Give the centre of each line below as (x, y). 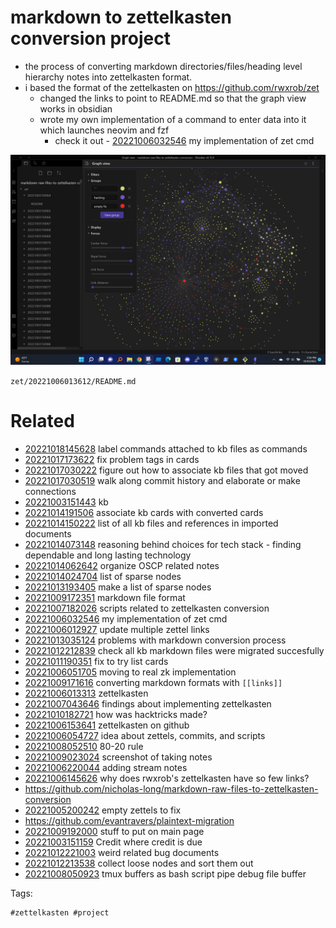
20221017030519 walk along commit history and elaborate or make (162, 480)
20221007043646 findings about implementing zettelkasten (148, 703)
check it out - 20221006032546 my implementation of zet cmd (184, 140)
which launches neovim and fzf (104, 130)
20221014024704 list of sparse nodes (103, 576)
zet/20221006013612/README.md (73, 381)
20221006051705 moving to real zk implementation (130, 672)
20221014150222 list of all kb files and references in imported (151, 523)
